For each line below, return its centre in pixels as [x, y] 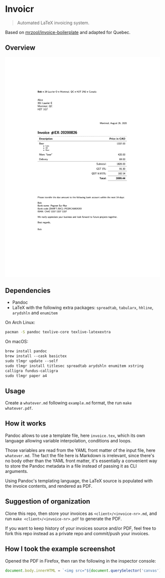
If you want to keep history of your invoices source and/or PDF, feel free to [81, 528]
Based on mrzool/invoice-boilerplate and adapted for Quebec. [68, 32]
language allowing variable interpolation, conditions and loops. [68, 440]
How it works [26, 423]
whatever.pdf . [19, 408]
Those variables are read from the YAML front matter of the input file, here [80, 450]
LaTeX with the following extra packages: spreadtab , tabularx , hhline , [83, 308]
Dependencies [28, 290]
